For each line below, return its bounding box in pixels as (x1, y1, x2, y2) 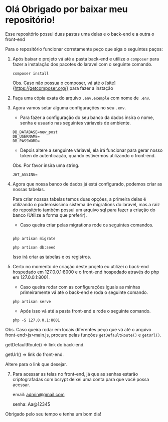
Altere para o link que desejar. (5, 361, 67, 367)
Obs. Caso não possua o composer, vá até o (12, 80, 104, 86)
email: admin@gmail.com (12, 391, 65, 397)
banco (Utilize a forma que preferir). (12, 212, 87, 218)
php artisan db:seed (12, 245, 56, 250)
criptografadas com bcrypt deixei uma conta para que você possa (12, 376, 149, 382)
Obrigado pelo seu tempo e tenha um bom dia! (5, 411, 101, 417)
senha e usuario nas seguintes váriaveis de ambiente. (20, 119, 131, 126)
